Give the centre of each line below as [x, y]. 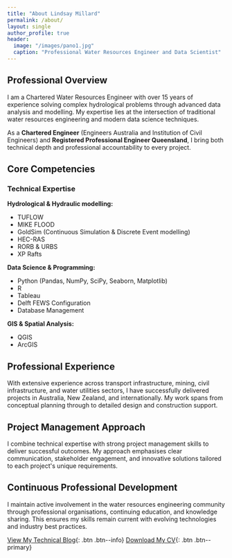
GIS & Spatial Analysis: [41, 324]
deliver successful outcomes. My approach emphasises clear [95, 451]
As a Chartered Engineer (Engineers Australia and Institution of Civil [105, 132]
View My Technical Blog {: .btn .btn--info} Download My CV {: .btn [100, 540]
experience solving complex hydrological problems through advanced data [114, 104]
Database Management [51, 311]
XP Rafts [29, 254]
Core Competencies [51, 169]
